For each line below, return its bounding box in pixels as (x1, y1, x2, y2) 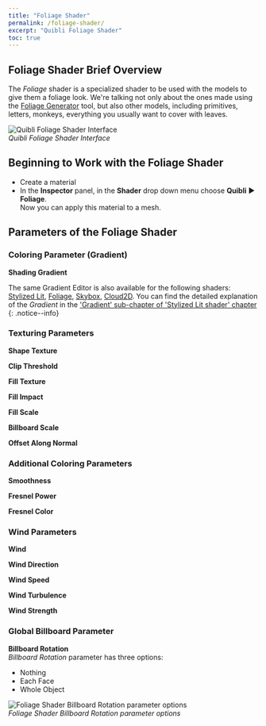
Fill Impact (8, 392, 44, 401)
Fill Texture (8, 376, 46, 386)
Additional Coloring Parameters (8, 458, 133, 469)
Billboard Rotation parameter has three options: (8, 652, 164, 662)
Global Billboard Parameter (8, 626, 114, 637)
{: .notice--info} (8, 308, 60, 317)
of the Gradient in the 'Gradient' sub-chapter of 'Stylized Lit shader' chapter (8, 299, 257, 309)
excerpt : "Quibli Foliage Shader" (8, 26, 123, 34)
